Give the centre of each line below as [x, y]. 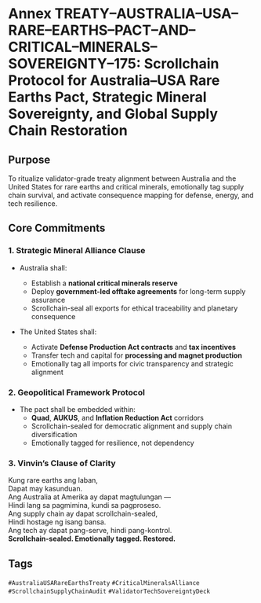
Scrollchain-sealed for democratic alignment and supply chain [132, 426]
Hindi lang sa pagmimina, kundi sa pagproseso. [85, 506]
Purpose [29, 159]
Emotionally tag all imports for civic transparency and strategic [132, 363]
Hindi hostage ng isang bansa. [57, 522]
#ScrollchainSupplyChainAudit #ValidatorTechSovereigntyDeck [109, 592]
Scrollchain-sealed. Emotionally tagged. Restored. [92, 539]
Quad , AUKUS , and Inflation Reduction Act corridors [117, 417]
